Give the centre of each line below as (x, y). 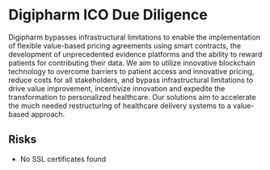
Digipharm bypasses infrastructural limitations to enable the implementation (135, 37)
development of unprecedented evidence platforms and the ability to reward (135, 54)
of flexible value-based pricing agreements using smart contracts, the (124, 45)
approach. (48, 114)
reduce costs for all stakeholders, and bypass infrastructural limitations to (131, 80)
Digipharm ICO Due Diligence (108, 15)
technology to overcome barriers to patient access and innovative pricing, (131, 71)
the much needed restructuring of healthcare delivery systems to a (120, 106)
